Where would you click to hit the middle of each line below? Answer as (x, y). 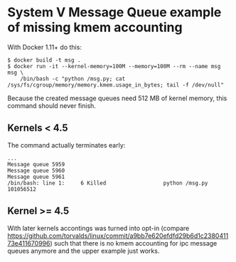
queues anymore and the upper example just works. (84, 251)
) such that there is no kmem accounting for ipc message (133, 243)
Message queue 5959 (36, 164)
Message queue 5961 (36, 177)
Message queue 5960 (36, 170)
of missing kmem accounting (95, 27)
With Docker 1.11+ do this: (44, 47)
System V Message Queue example (114, 12)
